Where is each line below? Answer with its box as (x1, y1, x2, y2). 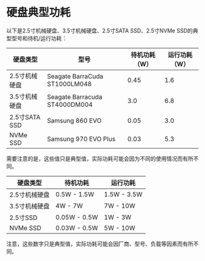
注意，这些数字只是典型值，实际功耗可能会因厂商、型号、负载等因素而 (6, 240, 183, 248)
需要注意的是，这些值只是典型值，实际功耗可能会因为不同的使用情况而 (6, 155, 183, 162)
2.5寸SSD (9, 213, 38, 222)
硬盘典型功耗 (6, 6, 71, 20)
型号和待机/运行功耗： (11, 34, 68, 42)
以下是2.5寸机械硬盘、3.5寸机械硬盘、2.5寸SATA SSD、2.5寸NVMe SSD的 (6, 27, 193, 34)
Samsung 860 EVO (46, 116, 102, 125)
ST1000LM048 (46, 79, 92, 88)
